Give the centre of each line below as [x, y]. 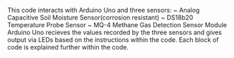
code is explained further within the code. [68, 47]
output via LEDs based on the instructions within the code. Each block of [113, 40]
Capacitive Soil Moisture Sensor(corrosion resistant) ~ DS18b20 [100, 17]
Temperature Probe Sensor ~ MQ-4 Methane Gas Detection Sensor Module [117, 25]
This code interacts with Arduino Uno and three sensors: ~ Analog [104, 10]
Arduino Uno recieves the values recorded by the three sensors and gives [115, 32]
